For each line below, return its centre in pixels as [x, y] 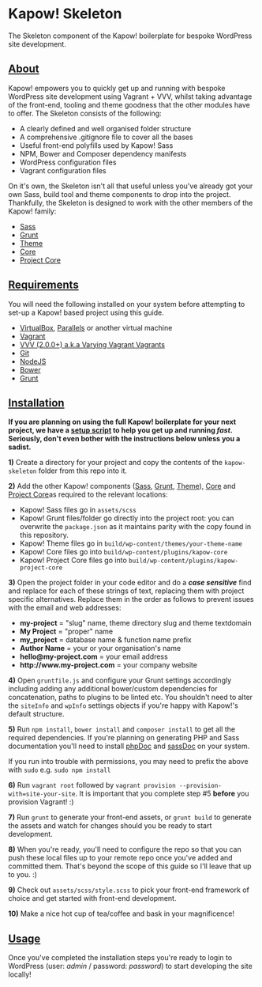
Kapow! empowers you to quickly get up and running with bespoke [117, 88]
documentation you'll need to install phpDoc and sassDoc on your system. [129, 746]
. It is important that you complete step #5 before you [162, 794]
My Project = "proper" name [66, 632]
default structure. [36, 714]
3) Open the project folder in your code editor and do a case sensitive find [130, 583]
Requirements [43, 285]
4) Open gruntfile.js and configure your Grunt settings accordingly [120, 680]
